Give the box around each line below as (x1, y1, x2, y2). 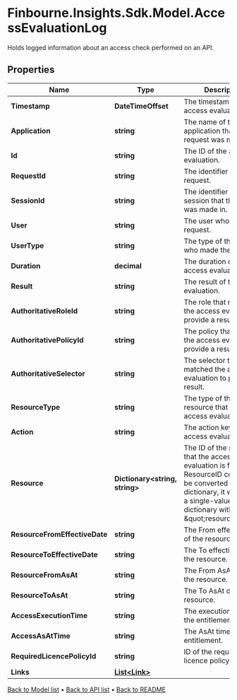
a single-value (183, 496, 233, 506)
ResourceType (11, 402, 61, 412)
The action (183, 422, 219, 432)
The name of (183, 117, 226, 126)
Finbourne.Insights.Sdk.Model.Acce (7, 5, 226, 21)
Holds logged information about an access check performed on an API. (7, 43, 214, 52)
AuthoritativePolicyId (11, 335, 84, 345)
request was (183, 134, 225, 144)
